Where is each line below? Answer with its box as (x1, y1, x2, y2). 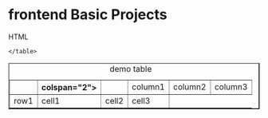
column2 (172, 81, 207, 92)
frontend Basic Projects (8, 6, 167, 24)
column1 (131, 81, 165, 92)
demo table (109, 63, 152, 74)
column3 (214, 81, 248, 92)
